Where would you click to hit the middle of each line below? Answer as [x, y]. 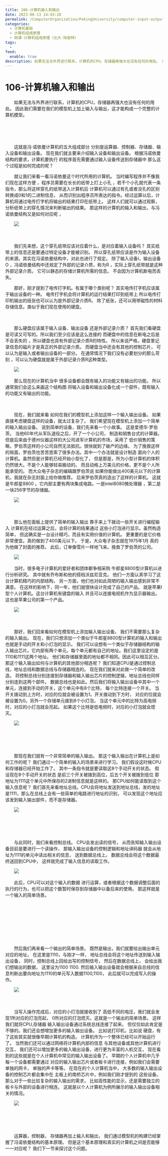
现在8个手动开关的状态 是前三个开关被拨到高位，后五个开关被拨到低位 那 [84, 775]
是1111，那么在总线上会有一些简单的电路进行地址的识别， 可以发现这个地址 [82, 794]
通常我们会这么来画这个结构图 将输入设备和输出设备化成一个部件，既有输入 [82, 387]
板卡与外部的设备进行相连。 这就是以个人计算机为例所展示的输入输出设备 [80, 1087]
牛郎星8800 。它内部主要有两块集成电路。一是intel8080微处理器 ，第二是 [85, 484]
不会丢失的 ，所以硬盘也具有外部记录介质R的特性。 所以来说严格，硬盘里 [80, 341]
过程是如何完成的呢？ [31, 166]
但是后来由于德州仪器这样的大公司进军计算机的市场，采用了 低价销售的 [78, 440]
